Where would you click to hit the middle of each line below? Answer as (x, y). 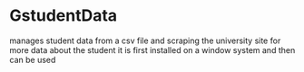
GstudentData (64, 16)
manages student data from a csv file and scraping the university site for (145, 40)
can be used (33, 59)
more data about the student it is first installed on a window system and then (152, 49)
